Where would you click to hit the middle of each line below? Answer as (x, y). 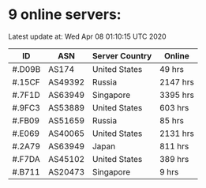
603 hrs (174, 107)
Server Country (122, 55)
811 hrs (174, 146)
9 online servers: (65, 15)
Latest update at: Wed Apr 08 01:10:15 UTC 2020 (88, 36)
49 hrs (171, 69)
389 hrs (174, 159)
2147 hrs (177, 82)
